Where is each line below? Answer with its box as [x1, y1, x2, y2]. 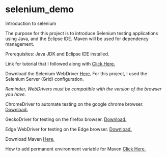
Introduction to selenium [5, 20, 57, 26]
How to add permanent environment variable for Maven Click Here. [5, 146, 146, 152]
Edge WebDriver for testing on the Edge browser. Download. [5, 126, 132, 132]
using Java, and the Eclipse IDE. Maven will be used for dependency [5, 36, 149, 42]
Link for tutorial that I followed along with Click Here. [5, 60, 116, 67]
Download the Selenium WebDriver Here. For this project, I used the [5, 70, 148, 77]
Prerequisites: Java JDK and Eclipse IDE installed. [5, 51, 109, 57]
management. [5, 41, 35, 47]
